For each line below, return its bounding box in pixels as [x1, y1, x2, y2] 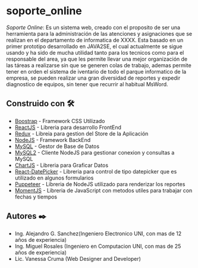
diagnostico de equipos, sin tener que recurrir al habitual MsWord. [6, 80, 168, 87]
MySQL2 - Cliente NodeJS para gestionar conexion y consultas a [14, 149, 175, 156]
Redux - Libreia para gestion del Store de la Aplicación [14, 130, 149, 137]
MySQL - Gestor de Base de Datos [14, 143, 100, 150]
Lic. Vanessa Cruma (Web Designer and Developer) [14, 255, 142, 262]
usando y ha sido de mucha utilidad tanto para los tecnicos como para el [6, 49, 184, 56]
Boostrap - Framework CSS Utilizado [14, 117, 105, 124]
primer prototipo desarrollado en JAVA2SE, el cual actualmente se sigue [6, 43, 183, 50]
